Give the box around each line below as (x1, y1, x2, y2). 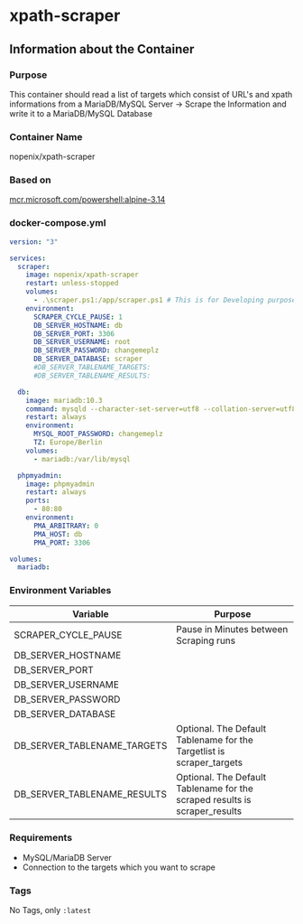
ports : (25, 496, 50, 506)
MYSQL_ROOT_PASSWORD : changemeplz (32, 430, 164, 439)
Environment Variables (9, 584, 112, 597)
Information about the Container (9, 42, 195, 57)
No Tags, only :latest (9, 905, 92, 916)
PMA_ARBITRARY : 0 (32, 521, 99, 530)
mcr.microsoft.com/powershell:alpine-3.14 (9, 194, 166, 205)
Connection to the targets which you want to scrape (22, 862, 216, 873)
